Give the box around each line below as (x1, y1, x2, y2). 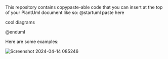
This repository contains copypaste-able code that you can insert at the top (5, 4, 163, 10)
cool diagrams (5, 19, 35, 25)
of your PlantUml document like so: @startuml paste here (5, 9, 125, 15)
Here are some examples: (5, 38, 59, 44)
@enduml (5, 29, 25, 34)
